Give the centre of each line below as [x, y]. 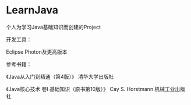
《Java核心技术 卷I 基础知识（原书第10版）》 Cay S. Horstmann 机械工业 [91, 89]
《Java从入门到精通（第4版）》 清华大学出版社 [60, 76]
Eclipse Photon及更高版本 [37, 52]
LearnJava [32, 10]
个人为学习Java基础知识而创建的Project [53, 27]
